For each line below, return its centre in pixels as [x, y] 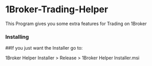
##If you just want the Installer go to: [44, 48]
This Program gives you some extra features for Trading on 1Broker [76, 24]
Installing [17, 37]
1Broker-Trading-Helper [57, 9]
